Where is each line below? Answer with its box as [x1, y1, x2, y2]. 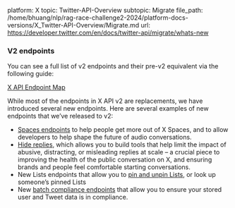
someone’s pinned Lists [17, 178, 87, 186]
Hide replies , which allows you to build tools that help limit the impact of [17, 140, 227, 149]
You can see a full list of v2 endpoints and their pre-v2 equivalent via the [7, 62, 219, 71]
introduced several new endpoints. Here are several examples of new [7, 104, 210, 113]
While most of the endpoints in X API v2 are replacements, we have [7, 97, 203, 105]
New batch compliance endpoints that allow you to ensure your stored [17, 185, 222, 194]
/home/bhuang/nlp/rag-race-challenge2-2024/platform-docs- [7, 13, 188, 22]
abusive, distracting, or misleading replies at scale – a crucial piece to [17, 148, 220, 157]
